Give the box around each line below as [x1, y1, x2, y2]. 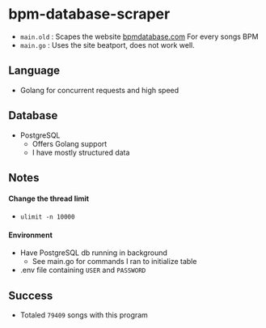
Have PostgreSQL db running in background [19, 248, 168, 258]
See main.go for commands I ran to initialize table [32, 257, 197, 266]
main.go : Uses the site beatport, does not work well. [19, 40, 196, 49]
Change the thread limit [8, 194, 90, 203]
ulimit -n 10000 [19, 213, 75, 221]
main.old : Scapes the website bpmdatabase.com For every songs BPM [19, 32, 259, 41]
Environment [8, 230, 53, 240]
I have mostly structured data [32, 147, 130, 157]
